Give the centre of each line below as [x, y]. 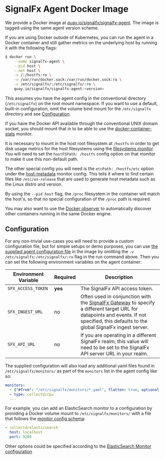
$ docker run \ [21, 57]
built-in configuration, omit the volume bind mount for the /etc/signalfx [78, 109]
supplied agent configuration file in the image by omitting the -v [69, 251]
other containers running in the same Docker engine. [58, 214]
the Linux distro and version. [34, 184]
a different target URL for [109, 309]
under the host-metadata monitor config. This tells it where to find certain [79, 173]
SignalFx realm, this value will [114, 341]
